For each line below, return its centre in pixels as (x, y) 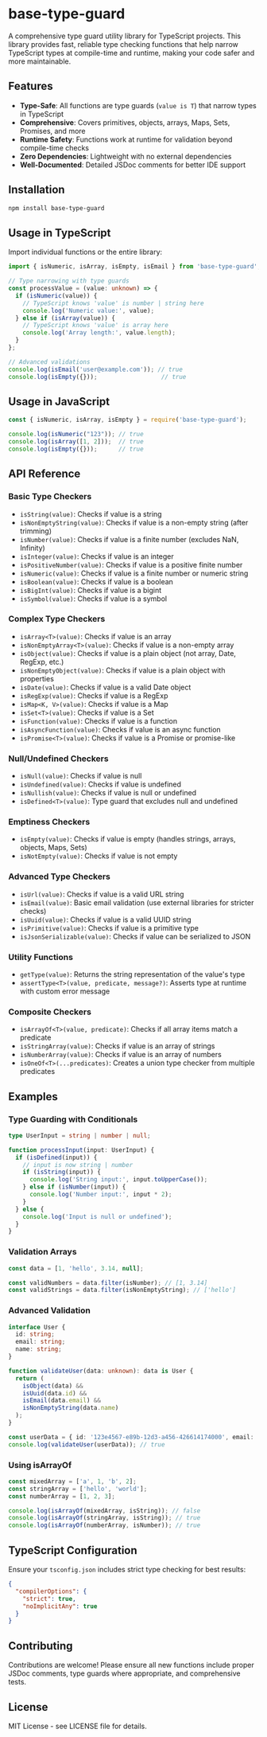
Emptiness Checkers (49, 822)
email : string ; (41, 1342)
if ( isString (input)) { (62, 1172)
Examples (33, 1097)
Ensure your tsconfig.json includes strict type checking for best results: (127, 1570)
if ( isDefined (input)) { (56, 1157)
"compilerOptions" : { (51, 1591)
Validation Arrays (43, 1252)
